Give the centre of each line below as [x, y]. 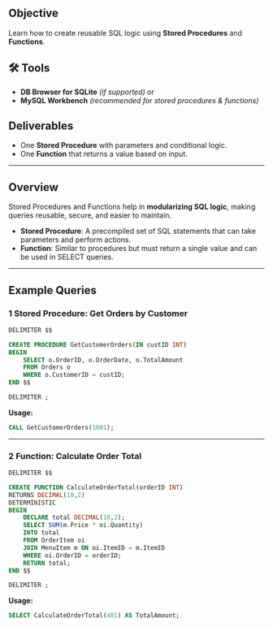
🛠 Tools [29, 68]
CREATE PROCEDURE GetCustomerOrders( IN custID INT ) [97, 344]
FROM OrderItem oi [54, 541]
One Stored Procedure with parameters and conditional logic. [123, 145]
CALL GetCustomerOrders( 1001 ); [61, 427]
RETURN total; [47, 563]
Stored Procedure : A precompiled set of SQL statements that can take [138, 231]
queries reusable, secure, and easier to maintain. [90, 215]
